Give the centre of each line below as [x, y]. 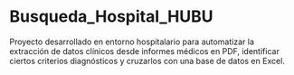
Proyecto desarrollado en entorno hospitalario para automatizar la [132, 42]
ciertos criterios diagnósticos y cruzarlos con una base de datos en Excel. [147, 61]
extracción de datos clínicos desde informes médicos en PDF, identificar [145, 51]
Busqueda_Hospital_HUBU [112, 17]
